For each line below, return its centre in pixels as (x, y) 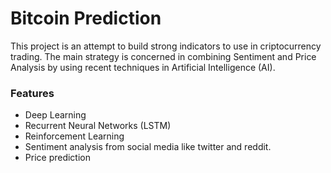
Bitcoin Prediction (86, 18)
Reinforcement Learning (74, 136)
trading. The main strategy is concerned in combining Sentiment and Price (163, 56)
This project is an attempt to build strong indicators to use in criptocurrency (166, 46)
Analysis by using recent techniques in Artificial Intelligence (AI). (143, 67)
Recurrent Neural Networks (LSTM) (98, 126)
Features (32, 93)
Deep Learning (55, 115)
